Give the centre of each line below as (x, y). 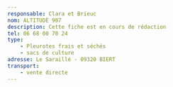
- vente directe (44, 72)
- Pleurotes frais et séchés (63, 46)
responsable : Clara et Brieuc (52, 14)
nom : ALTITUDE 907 (34, 20)
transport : (23, 66)
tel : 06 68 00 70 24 (38, 33)
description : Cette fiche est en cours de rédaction (87, 27)
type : (15, 40)
